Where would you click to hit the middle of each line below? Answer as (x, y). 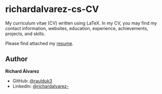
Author (16, 59)
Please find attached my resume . (39, 43)
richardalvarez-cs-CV (52, 9)
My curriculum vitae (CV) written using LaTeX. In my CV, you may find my (81, 23)
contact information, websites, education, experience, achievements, (77, 28)
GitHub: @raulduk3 (32, 80)
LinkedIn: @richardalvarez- (40, 86)
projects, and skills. (25, 33)
